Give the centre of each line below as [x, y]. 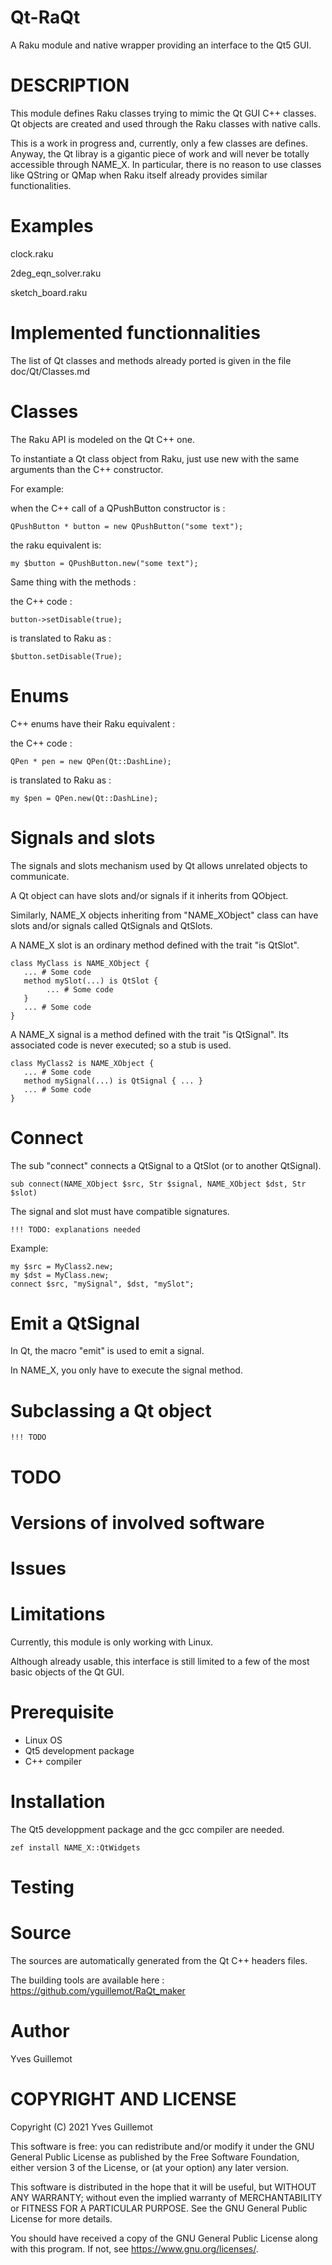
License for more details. [61, 2218]
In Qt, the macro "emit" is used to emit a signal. [107, 1351]
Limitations [58, 1614]
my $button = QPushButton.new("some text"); [104, 563]
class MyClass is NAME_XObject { [80, 963]
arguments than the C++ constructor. [87, 469]
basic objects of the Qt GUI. [67, 1672]
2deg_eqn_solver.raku [56, 273]
